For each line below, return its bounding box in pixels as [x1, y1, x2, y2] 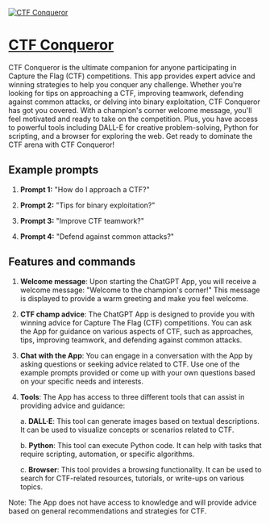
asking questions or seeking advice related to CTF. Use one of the [19, 359, 240, 369]
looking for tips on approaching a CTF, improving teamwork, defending [8, 88, 244, 98]
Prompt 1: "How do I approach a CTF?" [19, 184, 151, 194]
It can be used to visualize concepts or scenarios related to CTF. [19, 425, 235, 434]
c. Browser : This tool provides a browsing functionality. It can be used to [19, 464, 262, 474]
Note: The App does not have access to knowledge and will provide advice [8, 497, 257, 507]
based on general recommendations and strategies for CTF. [8, 505, 207, 516]
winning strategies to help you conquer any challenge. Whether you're [8, 79, 242, 89]
